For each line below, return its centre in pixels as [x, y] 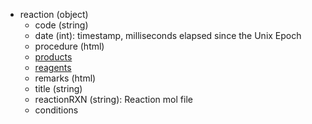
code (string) [61, 25]
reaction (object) [54, 14]
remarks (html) [65, 78]
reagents [53, 67]
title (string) [58, 88]
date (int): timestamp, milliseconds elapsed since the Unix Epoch [168, 35]
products [53, 57]
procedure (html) [69, 46]
